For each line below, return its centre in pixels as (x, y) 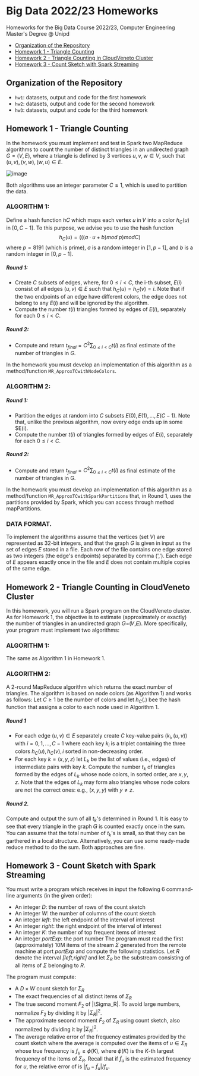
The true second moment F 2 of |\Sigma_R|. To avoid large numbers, (98, 1005)
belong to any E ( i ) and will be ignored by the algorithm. (82, 303)
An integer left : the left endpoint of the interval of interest (84, 920)
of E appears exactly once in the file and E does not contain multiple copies (98, 562)
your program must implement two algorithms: (63, 630)
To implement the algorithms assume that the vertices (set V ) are (86, 537)
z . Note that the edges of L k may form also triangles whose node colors (102, 783)
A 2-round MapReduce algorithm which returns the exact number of (89, 687)
